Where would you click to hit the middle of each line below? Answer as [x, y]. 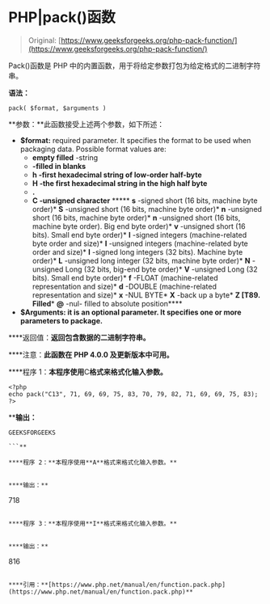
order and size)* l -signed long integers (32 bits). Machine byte [137, 251]
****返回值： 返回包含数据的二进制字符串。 [80, 337]
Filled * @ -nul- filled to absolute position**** [107, 303]
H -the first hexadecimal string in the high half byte [120, 183]
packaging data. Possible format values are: [93, 149]
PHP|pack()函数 [62, 17]
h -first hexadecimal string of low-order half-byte [117, 175]
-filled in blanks [59, 166]
